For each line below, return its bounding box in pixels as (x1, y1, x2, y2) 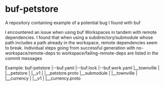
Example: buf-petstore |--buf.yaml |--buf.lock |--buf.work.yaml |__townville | (5, 65, 160, 71)
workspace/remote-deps (5, 50, 55, 56)
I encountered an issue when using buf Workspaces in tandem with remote (5, 29, 157, 35)
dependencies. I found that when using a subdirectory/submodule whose (5, 34, 153, 40)
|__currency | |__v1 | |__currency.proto (5, 75, 81, 81)
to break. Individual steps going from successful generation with (5, 45, 136, 51)
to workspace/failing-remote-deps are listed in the (56, 50, 159, 56)
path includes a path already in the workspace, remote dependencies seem (5, 39, 158, 45)
